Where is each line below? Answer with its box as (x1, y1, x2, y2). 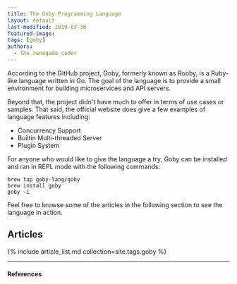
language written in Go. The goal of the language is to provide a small (18, 76, 221, 85)
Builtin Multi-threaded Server (17, 133, 102, 142)
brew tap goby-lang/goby (7, 175, 80, 183)
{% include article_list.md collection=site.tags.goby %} (7, 247, 167, 256)
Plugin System (17, 141, 60, 149)
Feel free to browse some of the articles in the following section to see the (7, 200, 223, 209)
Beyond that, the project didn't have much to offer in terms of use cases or (7, 97, 224, 106)
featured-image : (7, 30, 55, 37)
